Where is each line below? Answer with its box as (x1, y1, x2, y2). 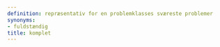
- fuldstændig (7, 23, 49, 30)
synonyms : (7, 17, 36, 23)
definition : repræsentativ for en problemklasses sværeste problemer (7, 10, 214, 17)
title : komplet (7, 29, 52, 37)
